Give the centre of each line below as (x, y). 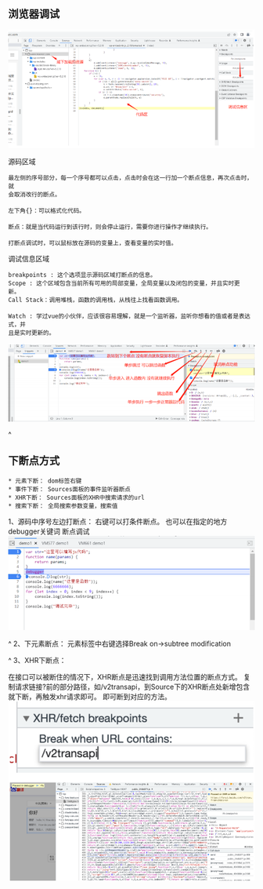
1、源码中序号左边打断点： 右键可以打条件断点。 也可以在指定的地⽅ (118, 521)
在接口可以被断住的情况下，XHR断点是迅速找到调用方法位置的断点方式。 (125, 677)
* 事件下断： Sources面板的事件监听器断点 (69, 489)
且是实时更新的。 (32, 333)
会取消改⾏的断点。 (34, 195)
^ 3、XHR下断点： (37, 661)
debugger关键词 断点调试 (49, 531)
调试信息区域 (29, 259)
